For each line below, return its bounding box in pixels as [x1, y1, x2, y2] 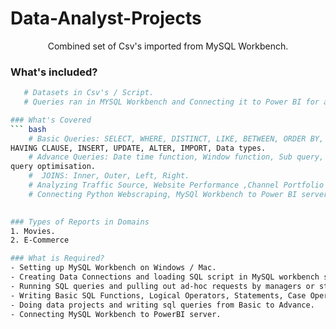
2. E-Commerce [10, 235, 70, 246]
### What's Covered [10, 115, 92, 125]
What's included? [10, 65, 98, 79]
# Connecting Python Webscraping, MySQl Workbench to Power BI [28, 189, 298, 199]
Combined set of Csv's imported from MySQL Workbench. [47, 40, 289, 52]
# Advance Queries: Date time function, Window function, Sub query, [28, 152, 325, 162]
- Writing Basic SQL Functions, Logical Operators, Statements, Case [10, 290, 307, 301]
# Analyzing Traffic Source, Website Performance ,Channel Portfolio [28, 180, 325, 191]
